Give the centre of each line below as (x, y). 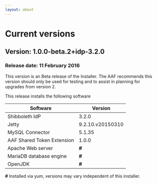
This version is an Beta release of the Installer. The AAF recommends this (79, 76)
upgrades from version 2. (30, 86)
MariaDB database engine (37, 156)
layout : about (20, 10)
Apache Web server (30, 148)
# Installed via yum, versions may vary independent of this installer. (73, 176)
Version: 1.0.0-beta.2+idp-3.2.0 (55, 52)
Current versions (40, 33)
